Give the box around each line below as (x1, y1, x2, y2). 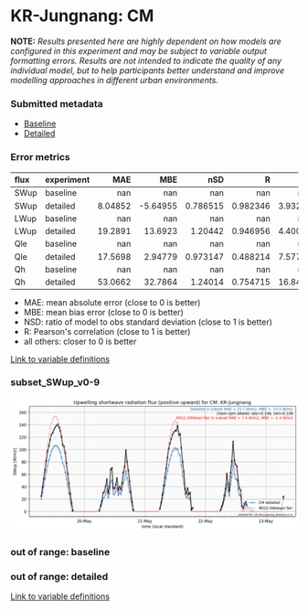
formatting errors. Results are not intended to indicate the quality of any (10, 55, 282, 66)
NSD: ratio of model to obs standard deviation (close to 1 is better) (23, 316, 273, 327)
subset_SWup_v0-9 (10, 376, 101, 389)
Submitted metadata (10, 97, 103, 110)
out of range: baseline (10, 546, 111, 559)
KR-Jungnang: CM (10, 5, 154, 27)
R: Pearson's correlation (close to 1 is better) (23, 326, 191, 337)
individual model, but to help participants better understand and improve (10, 65, 285, 76)
